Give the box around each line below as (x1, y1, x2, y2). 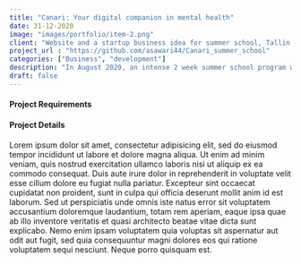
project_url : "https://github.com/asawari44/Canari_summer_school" (9, 47, 271, 55)
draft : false (9, 72, 58, 81)
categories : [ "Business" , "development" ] (9, 55, 167, 64)
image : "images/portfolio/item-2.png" (9, 30, 154, 38)
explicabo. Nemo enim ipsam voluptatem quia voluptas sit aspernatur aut (9, 225, 279, 235)
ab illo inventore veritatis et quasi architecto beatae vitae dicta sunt (9, 216, 257, 226)
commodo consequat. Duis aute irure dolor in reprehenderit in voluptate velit (9, 167, 291, 179)
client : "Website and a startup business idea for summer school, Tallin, (9, 38, 295, 47)
